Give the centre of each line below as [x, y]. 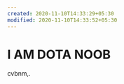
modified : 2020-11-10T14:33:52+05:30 [62, 20]
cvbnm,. [19, 74]
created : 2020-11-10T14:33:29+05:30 [61, 14]
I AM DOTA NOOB [59, 54]
